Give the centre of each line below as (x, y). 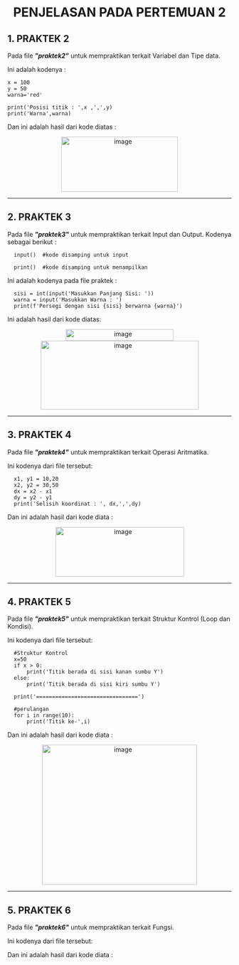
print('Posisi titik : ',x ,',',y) (60, 107)
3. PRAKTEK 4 (39, 435)
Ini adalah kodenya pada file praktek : (62, 280)
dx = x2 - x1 (33, 491)
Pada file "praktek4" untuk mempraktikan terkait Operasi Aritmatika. (108, 452)
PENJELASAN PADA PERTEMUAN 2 (119, 12)
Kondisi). (20, 627)
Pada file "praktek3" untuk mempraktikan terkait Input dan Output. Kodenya (119, 234)
